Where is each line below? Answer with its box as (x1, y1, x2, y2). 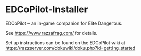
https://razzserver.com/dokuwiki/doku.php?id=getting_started (5, 45, 136, 51)
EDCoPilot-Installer (5, 4, 88, 15)
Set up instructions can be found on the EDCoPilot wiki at (5, 39, 126, 46)
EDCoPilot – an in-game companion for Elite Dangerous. (5, 20, 123, 26)
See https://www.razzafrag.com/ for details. (5, 30, 98, 36)
